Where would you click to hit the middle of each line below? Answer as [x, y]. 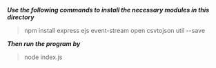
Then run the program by [44, 44]
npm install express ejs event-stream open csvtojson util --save [115, 31]
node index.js [43, 57]
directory [21, 17]
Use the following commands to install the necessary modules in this [108, 10]
